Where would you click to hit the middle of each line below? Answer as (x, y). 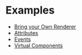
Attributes (26, 33)
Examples (30, 10)
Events (22, 39)
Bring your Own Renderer (45, 27)
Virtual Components (38, 46)
